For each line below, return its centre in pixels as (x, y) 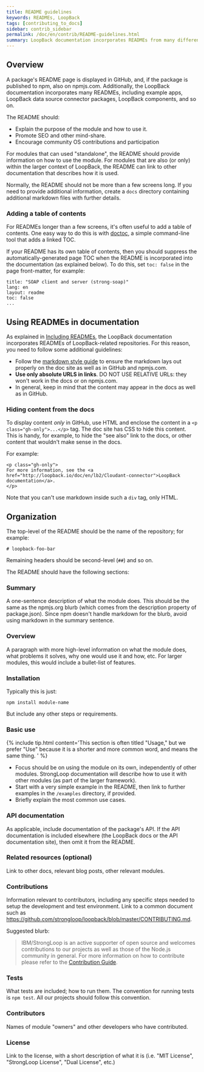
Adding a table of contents (46, 214)
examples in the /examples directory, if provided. (76, 793)
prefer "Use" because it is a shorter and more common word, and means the (102, 750)
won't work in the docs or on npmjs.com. (66, 380)
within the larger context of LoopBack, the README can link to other (92, 166)
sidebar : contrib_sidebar (39, 29)
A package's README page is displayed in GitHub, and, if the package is (97, 79)
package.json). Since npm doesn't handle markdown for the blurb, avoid (97, 614)
